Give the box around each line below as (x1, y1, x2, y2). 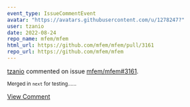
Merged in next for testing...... (7, 80, 77, 87)
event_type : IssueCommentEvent (7, 10, 96, 17)
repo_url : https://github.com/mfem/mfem (7, 49, 124, 56)
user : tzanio (7, 23, 44, 29)
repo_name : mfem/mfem (7, 36, 69, 43)
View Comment (7, 92, 51, 100)
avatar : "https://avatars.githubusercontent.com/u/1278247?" (7, 16, 185, 23)
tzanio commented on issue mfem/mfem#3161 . (7, 67, 139, 75)
